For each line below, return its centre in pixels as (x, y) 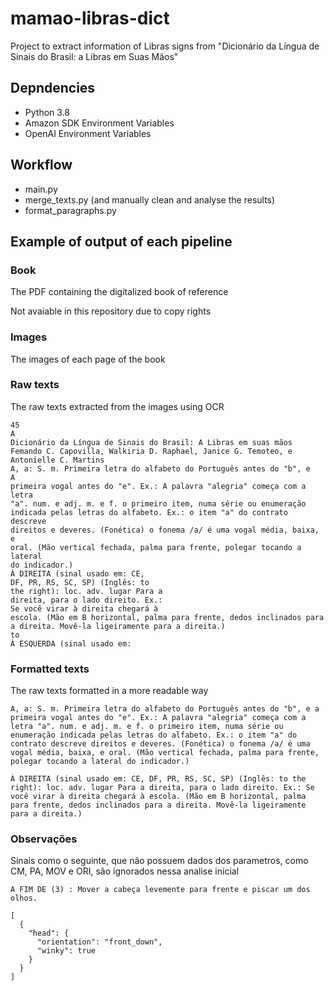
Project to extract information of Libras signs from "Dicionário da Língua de (165, 46)
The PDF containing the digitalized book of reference (119, 292)
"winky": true (66, 951)
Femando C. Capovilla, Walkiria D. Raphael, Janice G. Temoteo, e (151, 451)
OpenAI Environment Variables (88, 133)
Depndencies (53, 88)
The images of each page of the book (88, 359)
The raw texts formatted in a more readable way (109, 691)
